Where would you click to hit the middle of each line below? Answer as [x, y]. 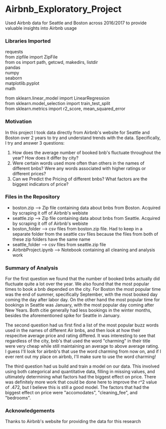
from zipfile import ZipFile [31, 57]
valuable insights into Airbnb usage [41, 28]
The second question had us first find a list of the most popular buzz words [82, 325]
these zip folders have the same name [51, 239]
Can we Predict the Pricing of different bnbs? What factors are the [80, 179]
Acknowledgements [30, 411]
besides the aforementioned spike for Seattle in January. [63, 316]
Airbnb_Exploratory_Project [63, 9]
